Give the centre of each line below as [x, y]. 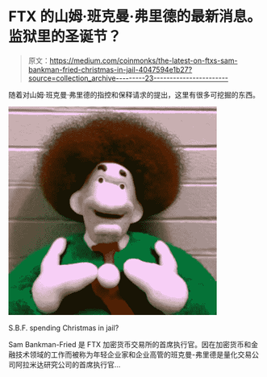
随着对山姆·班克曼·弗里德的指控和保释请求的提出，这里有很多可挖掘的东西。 [134, 94]
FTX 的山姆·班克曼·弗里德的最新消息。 [135, 17]
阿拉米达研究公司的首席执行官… [68, 364]
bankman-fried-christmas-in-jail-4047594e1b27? [110, 69]
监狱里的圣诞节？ [65, 37]
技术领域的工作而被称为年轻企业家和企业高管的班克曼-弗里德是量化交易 [133, 354]
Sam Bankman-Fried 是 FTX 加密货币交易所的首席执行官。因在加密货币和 [130, 344]
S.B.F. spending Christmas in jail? [64, 328]
